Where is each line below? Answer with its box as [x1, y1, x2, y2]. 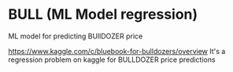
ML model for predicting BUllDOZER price [8, 31, 143, 41]
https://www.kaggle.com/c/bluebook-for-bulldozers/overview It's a [8, 46, 226, 56]
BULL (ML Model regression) [8, 5, 198, 23]
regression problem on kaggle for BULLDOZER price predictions [8, 55, 216, 64]
